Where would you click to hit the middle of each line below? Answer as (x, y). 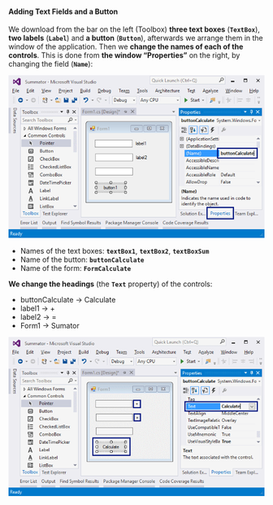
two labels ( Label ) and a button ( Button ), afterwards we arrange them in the (136, 38)
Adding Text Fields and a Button (63, 11)
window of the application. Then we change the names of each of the (126, 47)
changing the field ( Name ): (51, 64)
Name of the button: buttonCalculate (82, 259)
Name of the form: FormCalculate (76, 268)
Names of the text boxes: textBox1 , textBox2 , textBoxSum (115, 251)
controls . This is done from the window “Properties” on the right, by (124, 55)
